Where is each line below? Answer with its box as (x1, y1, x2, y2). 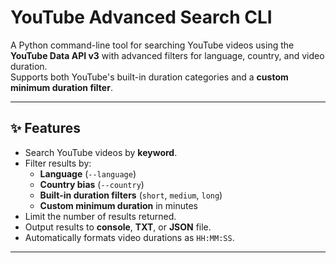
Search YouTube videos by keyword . (24, 146, 178, 158)
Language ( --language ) (39, 167, 137, 180)
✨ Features (10, 120, 81, 137)
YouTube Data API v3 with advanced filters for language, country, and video (10, 49, 325, 61)
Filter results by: (24, 157, 92, 169)
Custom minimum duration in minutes (39, 199, 198, 211)
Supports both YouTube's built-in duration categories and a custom (10, 71, 289, 83)
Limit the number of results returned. (24, 210, 177, 222)
